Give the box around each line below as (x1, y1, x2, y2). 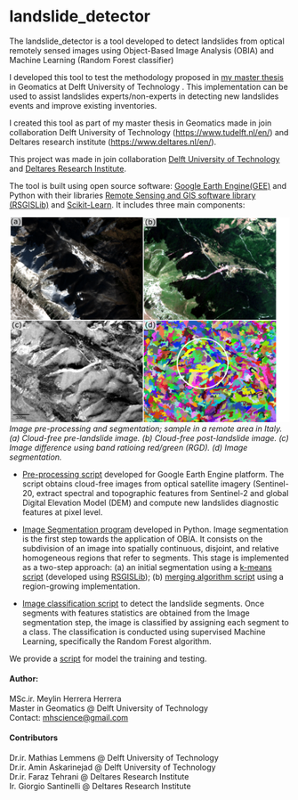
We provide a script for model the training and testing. (9, 653, 207, 664)
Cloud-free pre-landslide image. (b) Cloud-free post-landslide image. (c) (21, 432, 289, 443)
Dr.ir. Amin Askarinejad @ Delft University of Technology (9, 762, 216, 772)
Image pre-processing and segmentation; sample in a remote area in (9, 423, 262, 434)
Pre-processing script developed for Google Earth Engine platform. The (21, 469, 285, 479)
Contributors (9, 732, 59, 743)
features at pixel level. (21, 506, 103, 518)
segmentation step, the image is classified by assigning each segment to (21, 616, 289, 627)
